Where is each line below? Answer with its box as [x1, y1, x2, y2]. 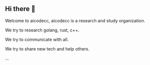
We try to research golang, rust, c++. [5, 27, 80, 33]
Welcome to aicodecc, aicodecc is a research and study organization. [5, 17, 146, 23]
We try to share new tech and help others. [5, 46, 89, 51]
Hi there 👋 [5, 5, 36, 13]
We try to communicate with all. [5, 36, 69, 42]
